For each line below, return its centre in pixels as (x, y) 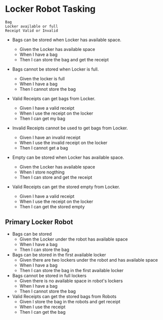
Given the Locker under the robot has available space (74, 239)
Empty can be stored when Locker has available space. (68, 157)
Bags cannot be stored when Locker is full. (55, 69)
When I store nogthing (42, 172)
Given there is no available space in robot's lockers (71, 281)
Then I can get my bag (42, 118)
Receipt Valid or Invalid (31, 30)
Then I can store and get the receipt (56, 177)
